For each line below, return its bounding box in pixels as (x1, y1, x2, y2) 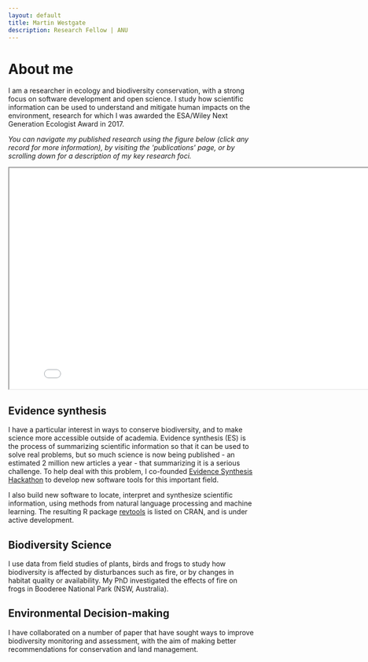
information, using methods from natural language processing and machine (8, 498, 252, 508)
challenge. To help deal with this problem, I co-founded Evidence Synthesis (8, 467, 253, 476)
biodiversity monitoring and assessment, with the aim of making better (8, 636, 237, 645)
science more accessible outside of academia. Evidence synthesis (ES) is (8, 433, 246, 443)
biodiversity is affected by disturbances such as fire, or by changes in (8, 567, 234, 576)
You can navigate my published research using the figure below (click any (8, 134, 249, 144)
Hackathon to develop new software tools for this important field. (8, 475, 219, 484)
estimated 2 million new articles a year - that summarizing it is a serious (8, 458, 241, 468)
